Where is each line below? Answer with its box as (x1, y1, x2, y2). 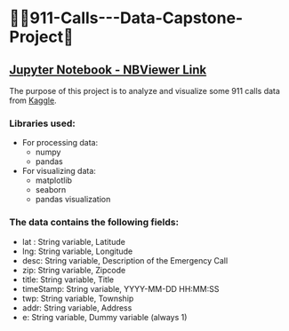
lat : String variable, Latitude (21, 236, 126, 247)
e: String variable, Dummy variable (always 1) (21, 311, 188, 322)
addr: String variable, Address (21, 302, 132, 313)
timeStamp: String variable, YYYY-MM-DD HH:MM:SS (21, 283, 220, 294)
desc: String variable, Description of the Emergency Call (21, 255, 229, 265)
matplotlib (35, 175, 73, 185)
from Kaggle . (9, 95, 57, 106)
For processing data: (21, 138, 99, 148)
